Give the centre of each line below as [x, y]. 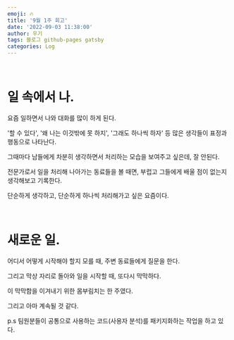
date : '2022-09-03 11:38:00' [50, 27]
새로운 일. [34, 240]
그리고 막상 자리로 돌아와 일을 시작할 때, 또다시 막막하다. [84, 276]
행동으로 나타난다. [32, 141]
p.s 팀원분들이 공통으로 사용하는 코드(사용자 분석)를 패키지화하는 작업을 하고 [112, 320]
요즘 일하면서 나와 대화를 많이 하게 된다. [62, 118]
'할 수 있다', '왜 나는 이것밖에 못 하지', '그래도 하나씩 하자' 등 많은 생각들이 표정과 [117, 133]
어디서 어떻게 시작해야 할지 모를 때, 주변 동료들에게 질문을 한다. [94, 260]
